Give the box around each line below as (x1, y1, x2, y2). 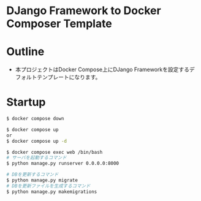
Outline (6, 45, 45, 59)
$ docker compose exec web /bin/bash (6, 149, 103, 155)
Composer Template (6, 17, 112, 31)
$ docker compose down (6, 116, 64, 122)
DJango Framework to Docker (6, 4, 161, 18)
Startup (6, 96, 46, 109)
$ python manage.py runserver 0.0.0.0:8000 (6, 161, 119, 167)
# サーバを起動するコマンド (6, 154, 67, 161)
